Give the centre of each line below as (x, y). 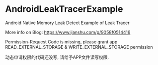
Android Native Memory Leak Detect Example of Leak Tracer (68, 23)
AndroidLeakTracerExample (64, 9)
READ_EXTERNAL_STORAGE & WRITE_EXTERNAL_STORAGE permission (79, 47)
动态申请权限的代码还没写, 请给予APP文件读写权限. (57, 57)
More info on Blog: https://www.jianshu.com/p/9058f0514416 (68, 32)
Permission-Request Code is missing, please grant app (61, 42)
